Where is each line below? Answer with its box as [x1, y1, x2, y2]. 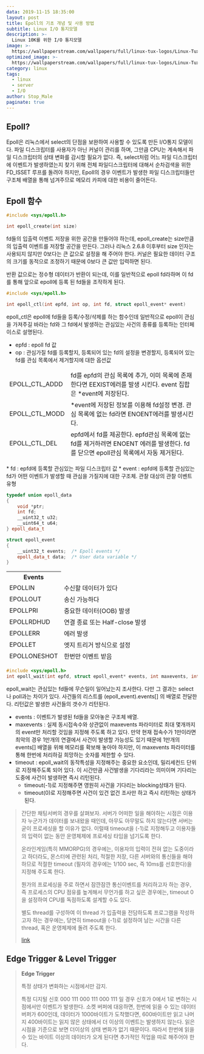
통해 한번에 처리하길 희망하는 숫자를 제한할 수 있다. [15, 751, 135, 758]
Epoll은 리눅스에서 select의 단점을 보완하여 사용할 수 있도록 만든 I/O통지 [6, 138, 177, 146]
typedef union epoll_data [6, 492, 72, 498]
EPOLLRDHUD [9, 618, 50, 626]
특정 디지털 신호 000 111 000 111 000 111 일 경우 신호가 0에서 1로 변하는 [21, 995, 191, 1002]
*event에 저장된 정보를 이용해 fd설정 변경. [70, 400, 185, 409]
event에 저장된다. [81, 389, 129, 397]
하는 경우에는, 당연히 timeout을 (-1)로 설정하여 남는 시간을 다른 [32, 917, 182, 924]
